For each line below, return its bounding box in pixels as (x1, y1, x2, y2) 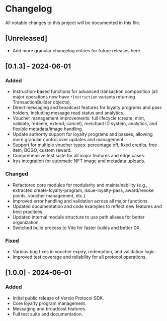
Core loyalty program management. (12, 300, 87, 306)
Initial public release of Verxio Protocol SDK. (12, 295, 104, 301)
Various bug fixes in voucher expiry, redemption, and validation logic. (12, 249, 156, 255)
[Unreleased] (5, 34, 48, 43)
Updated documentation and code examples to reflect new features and (12, 203, 162, 209)
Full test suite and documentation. (12, 311, 83, 317)
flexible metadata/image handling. (12, 126, 83, 132)
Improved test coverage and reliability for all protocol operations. (12, 254, 147, 260)
